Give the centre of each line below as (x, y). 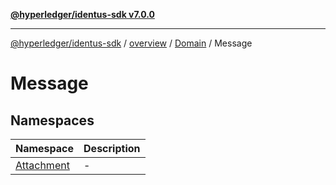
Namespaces (52, 120)
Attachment (42, 165)
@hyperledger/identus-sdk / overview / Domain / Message (131, 43)
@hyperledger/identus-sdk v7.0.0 (82, 14)
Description (112, 148)
